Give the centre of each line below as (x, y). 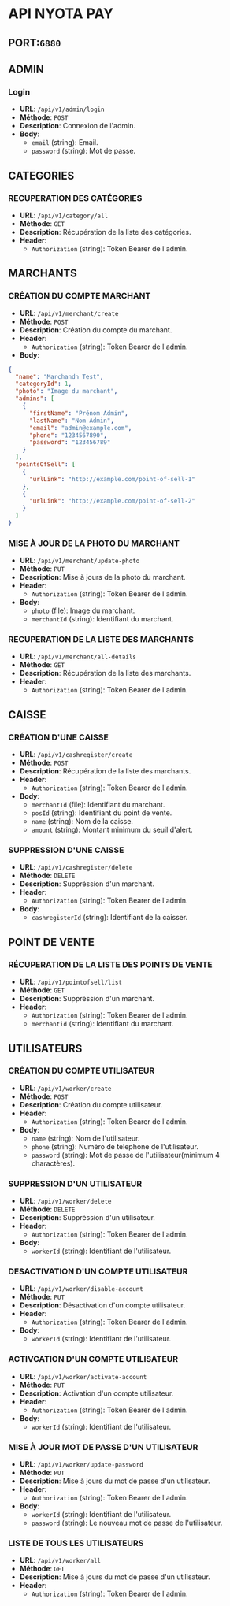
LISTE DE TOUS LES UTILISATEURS (76, 1543)
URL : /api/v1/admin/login (62, 109)
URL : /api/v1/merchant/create (69, 313)
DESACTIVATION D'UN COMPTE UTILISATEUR (98, 1271)
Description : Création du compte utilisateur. (91, 1104)
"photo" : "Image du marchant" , (67, 391)
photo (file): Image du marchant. (83, 610)
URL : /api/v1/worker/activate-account (83, 1376)
